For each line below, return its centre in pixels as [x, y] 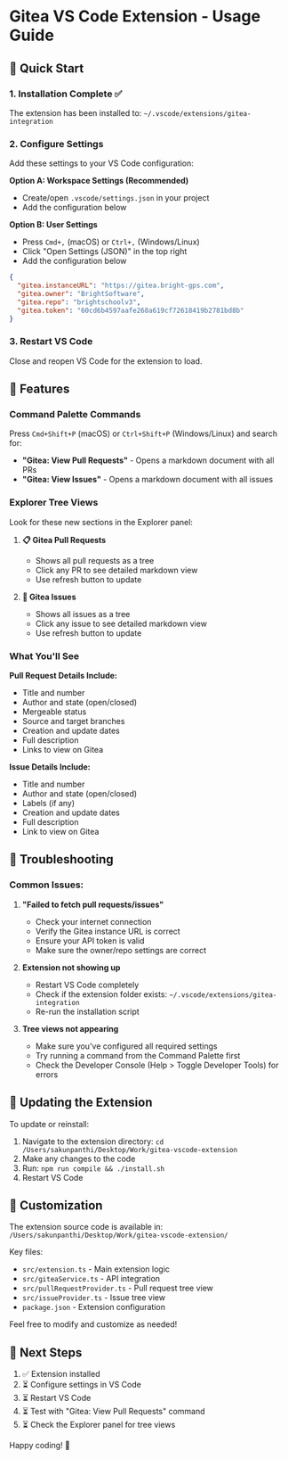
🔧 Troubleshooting [61, 859]
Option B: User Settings [53, 225]
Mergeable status [54, 712]
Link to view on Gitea [60, 832]
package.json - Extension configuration [94, 1307]
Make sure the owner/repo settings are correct [121, 950]
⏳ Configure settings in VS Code [82, 1385]
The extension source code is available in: [86, 1227]
